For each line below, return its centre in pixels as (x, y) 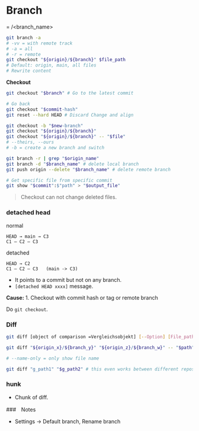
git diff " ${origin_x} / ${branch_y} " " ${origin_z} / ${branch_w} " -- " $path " (100, 347)
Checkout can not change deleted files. (69, 197)
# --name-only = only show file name (53, 358)
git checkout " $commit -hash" (42, 109)
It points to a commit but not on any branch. (68, 279)
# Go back (18, 104)
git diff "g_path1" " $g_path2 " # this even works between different (92, 369)
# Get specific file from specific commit (59, 180)
